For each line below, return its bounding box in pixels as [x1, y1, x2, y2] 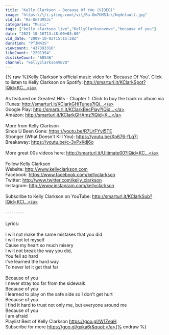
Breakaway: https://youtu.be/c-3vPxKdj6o [5, 139, 94, 145]
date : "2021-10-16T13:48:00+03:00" [5, 31, 81, 36]
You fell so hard [5, 253, 38, 259]
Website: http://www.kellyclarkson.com [5, 166, 88, 172]
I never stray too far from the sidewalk [5, 280, 86, 286]
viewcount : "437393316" [5, 46, 56, 51]
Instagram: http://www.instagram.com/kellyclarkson [5, 183, 115, 189]
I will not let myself [5, 237, 45, 243]
